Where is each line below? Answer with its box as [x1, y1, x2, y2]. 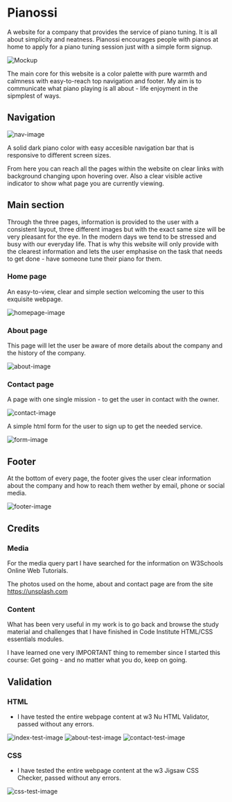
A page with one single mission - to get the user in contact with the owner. [7, 395, 220, 404]
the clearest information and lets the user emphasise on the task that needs [7, 247, 223, 255]
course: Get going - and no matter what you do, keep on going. [7, 656, 188, 664]
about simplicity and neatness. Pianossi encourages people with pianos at [7, 35, 219, 43]
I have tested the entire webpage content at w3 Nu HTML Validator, [17, 713, 210, 721]
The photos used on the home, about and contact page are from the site [7, 579, 213, 588]
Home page [7, 272, 47, 282]
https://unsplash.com [7, 587, 68, 595]
